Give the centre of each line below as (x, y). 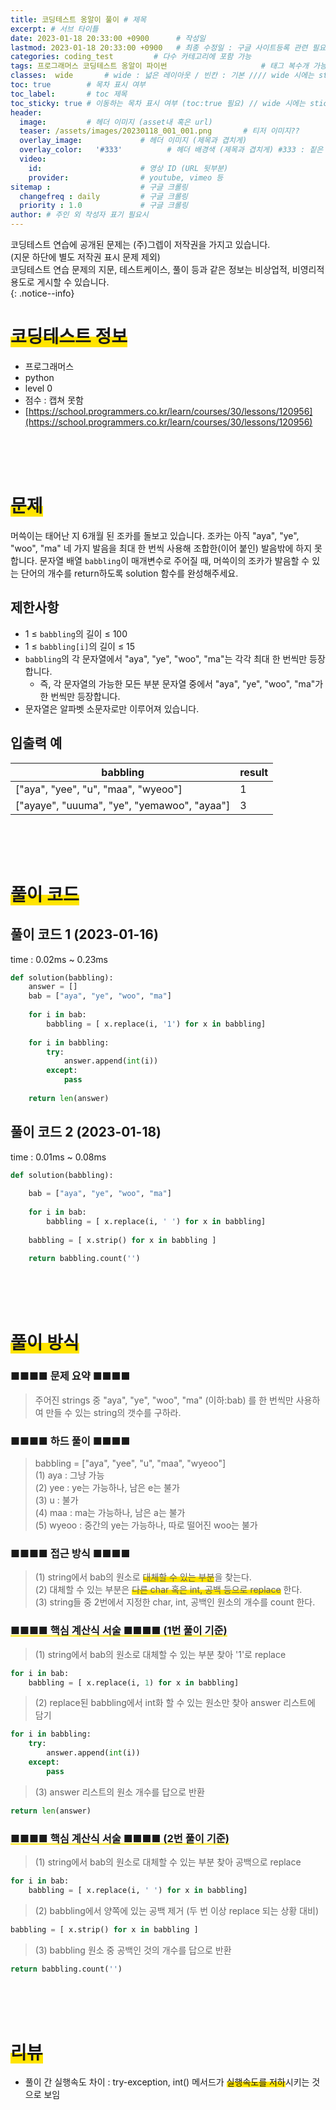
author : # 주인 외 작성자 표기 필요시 (79, 215)
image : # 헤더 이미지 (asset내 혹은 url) (116, 122)
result (254, 772)
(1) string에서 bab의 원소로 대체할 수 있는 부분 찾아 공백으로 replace (168, 1862)
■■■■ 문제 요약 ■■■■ (70, 1376)
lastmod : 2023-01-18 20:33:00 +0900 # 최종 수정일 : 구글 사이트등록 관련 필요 (168, 47)
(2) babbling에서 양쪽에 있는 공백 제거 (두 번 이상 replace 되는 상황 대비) (177, 1910)
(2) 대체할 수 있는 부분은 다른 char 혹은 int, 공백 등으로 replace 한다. (168, 1590)
